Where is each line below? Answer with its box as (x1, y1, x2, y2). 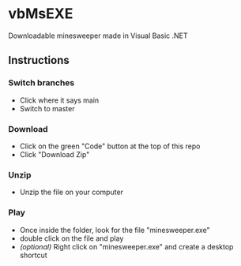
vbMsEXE (8, 5, 73, 23)
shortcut (19, 250, 47, 260)
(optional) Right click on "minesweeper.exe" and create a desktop (19, 242, 234, 251)
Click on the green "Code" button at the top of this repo (19, 141, 201, 151)
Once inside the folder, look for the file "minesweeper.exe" (19, 225, 211, 234)
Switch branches (8, 77, 75, 88)
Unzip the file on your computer (19, 187, 124, 197)
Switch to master (19, 103, 75, 113)
